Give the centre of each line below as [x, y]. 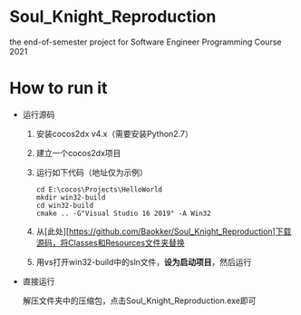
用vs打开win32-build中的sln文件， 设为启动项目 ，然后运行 [144, 261]
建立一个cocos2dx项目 [78, 153]
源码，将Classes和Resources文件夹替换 [111, 242]
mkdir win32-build [71, 197]
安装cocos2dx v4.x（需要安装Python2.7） [114, 133]
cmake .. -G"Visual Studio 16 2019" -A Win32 [123, 213]
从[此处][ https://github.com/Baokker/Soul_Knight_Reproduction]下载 [164, 231]
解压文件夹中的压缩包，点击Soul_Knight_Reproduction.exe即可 [139, 300]
